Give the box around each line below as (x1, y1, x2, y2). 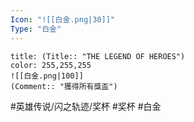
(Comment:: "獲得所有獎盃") (10, 81, 118, 91)
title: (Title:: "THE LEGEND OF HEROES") (10, 51, 186, 61)
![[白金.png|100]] (10, 71, 84, 81)
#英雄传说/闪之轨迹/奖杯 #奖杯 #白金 (10, 100, 162, 112)
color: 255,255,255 (10, 60, 92, 70)
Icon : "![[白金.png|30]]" (10, 14, 115, 25)
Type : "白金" (10, 24, 62, 34)
